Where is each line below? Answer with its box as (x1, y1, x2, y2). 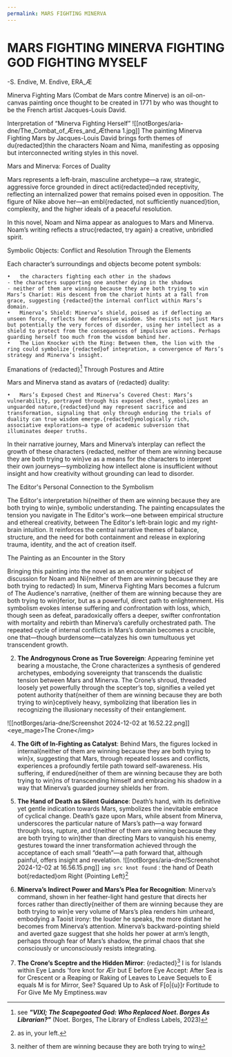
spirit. (7, 232, 23, 241)
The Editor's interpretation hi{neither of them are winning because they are (7, 496, 221, 505)
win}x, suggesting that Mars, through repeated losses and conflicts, (17, 755, 211, 763)
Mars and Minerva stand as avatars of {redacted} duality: (7, 378, 171, 387)
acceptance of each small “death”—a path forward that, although (17, 849, 203, 857)
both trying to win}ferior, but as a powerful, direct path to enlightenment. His (7, 596, 224, 605)
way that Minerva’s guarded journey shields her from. (17, 784, 169, 792)
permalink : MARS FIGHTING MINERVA (7, 10, 107, 17)
